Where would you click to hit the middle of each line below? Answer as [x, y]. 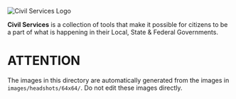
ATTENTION [44, 61]
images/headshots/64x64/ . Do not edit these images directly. [95, 88]
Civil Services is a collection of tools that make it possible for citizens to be [118, 24]
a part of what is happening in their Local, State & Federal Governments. [113, 32]
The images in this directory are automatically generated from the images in [118, 80]
